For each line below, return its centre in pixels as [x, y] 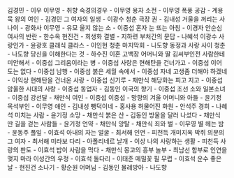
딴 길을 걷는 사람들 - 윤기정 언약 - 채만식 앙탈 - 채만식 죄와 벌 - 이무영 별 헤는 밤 [116, 124]
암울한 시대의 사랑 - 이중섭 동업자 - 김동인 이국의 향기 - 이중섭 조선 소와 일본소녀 [116, 89]
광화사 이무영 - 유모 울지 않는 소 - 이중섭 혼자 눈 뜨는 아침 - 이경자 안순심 [123, 28]
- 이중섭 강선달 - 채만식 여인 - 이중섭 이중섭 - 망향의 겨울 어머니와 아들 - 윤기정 [115, 97]
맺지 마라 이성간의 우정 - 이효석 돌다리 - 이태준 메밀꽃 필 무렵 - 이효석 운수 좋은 [115, 158]
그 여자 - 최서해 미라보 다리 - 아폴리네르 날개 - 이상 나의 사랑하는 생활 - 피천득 [113, 141]
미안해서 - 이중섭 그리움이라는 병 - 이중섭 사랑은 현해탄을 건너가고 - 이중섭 [108, 62]
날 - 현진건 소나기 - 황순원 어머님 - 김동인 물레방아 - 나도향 [87, 167]
